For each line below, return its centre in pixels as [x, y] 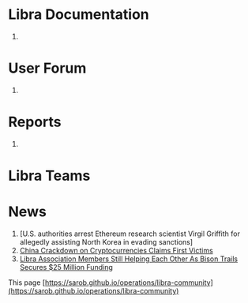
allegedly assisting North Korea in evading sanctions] [106, 241]
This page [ [27, 282]
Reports [35, 122]
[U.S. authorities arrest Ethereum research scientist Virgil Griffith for [130, 234]
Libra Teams [49, 176]
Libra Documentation [79, 15]
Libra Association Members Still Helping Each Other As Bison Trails [129, 259]
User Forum [47, 68]
